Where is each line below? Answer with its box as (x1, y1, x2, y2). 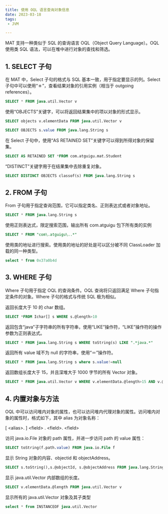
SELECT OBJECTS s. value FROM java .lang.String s (5, 127, 108, 132)
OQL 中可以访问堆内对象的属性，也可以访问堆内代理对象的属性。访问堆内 (5, 408, 156, 414)
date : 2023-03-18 (5, 12, 41, 17)
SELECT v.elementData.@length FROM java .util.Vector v (5, 484, 122, 489)
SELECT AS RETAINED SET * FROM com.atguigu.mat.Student (5, 153, 122, 158)
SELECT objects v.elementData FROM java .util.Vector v (5, 118, 122, 123)
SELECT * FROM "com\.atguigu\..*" (5, 232, 77, 237)
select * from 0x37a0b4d (5, 258, 57, 263)
